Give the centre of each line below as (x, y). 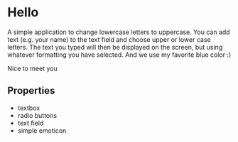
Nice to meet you (33, 68)
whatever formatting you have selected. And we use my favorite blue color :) (119, 55)
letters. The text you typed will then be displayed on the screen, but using (115, 47)
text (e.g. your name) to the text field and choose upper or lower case (109, 39)
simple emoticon (42, 130)
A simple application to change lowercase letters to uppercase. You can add (119, 32)
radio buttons (37, 115)
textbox (29, 108)
